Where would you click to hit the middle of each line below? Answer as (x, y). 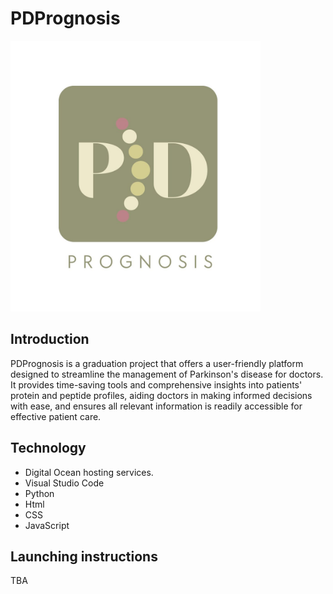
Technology (48, 448)
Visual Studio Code (64, 483)
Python (39, 493)
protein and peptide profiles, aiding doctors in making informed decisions (161, 395)
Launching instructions (84, 556)
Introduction (50, 339)
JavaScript (47, 525)
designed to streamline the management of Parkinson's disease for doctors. (167, 374)
